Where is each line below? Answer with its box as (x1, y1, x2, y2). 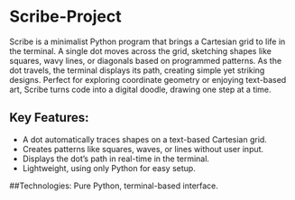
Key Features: (9, 110, 89, 125)
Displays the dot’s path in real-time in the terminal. (22, 153, 210, 164)
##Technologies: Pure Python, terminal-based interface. (9, 180, 219, 191)
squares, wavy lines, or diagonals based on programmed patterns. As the (9, 55, 282, 66)
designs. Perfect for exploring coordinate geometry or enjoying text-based (9, 74, 287, 85)
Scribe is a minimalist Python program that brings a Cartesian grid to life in (9, 36, 286, 47)
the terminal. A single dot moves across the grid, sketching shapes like (9, 45, 272, 56)
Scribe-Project (9, 6, 122, 27)
